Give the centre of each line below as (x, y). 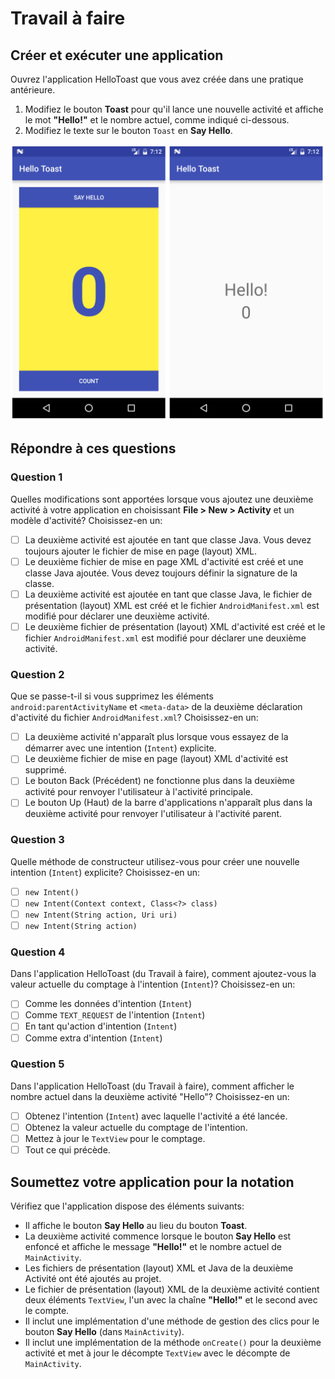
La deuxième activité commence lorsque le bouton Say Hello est (158, 1236)
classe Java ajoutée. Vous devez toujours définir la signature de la (161, 573)
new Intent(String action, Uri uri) (101, 915)
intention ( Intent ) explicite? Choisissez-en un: (105, 872)
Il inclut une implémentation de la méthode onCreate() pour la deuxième (173, 1342)
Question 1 (36, 477)
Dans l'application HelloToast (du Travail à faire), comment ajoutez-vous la (163, 974)
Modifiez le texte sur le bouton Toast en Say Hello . (128, 130)
